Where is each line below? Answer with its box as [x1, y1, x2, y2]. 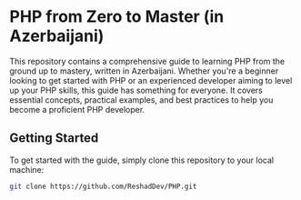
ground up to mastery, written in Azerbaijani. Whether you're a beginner [9, 65, 279, 76]
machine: [9, 164, 45, 175]
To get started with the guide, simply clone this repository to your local [9, 155, 275, 165]
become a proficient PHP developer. [9, 104, 145, 115]
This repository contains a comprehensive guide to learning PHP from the [9, 55, 285, 66]
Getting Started [9, 130, 99, 146]
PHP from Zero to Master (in [9, 6, 225, 27]
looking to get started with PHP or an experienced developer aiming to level [9, 75, 293, 85]
